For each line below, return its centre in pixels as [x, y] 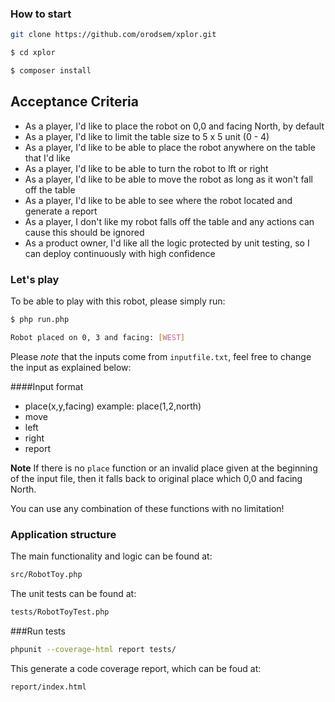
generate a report [61, 211]
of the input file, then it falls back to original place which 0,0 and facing [156, 478]
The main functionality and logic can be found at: [111, 556]
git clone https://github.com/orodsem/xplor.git [113, 35]
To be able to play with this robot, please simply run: [118, 301]
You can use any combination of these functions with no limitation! [147, 508]
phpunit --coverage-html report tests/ [93, 649]
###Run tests [38, 631]
